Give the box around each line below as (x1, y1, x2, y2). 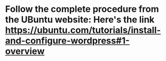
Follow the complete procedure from (5, 3, 160, 15)
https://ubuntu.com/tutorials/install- (5, 25, 161, 36)
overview (5, 46, 45, 57)
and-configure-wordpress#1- (5, 35, 130, 47)
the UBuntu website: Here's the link (5, 14, 155, 25)
